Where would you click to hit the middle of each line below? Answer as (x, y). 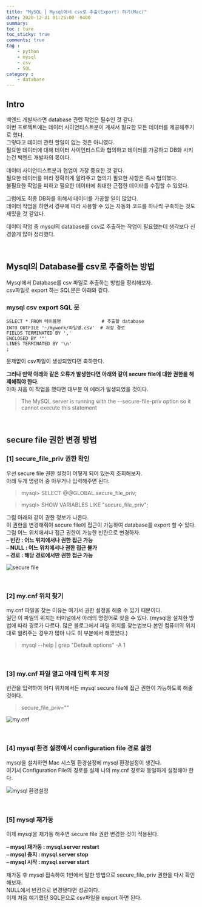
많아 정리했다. (39, 234)
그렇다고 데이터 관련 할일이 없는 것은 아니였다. (61, 142)
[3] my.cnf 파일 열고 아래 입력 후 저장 (58, 673)
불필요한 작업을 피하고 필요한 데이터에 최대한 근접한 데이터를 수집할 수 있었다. (98, 185)
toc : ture (20, 29)
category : (20, 74)
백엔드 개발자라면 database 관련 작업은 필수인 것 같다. (70, 120)
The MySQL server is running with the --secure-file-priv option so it (106, 402)
